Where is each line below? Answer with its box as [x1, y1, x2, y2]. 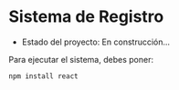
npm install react [8, 71, 79, 81]
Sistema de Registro [8, 6, 164, 27]
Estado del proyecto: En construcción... [21, 36, 171, 47]
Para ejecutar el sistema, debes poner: [8, 54, 154, 65]
